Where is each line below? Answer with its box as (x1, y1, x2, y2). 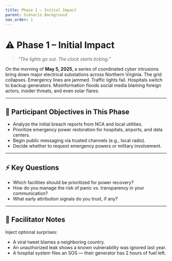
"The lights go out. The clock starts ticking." (17, 56, 111, 62)
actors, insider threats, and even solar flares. (5, 88, 100, 94)
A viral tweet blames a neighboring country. (12, 239, 105, 245)
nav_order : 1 (5, 17, 33, 22)
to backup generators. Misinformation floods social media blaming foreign (5, 83, 161, 89)
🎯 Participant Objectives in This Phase (5, 107, 130, 116)
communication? (12, 190, 48, 196)
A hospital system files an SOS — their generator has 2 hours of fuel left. (12, 250, 166, 256)
